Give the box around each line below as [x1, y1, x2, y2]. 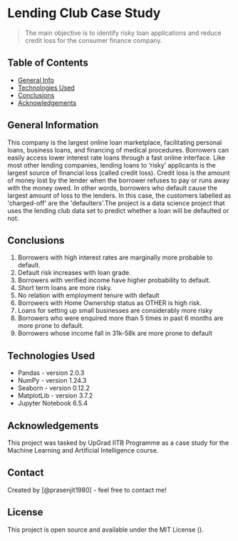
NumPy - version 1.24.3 [17, 376, 87, 385]
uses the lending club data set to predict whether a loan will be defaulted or [7, 206, 229, 215]
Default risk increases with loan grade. [17, 269, 131, 277]
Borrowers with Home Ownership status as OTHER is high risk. [17, 299, 202, 307]
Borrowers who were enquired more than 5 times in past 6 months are [17, 314, 224, 322]
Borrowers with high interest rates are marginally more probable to [17, 253, 213, 262]
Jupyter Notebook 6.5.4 [17, 399, 88, 408]
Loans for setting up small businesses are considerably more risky [17, 306, 213, 315]
